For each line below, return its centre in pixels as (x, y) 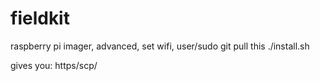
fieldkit (40, 18)
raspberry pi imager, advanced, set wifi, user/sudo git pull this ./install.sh (160, 46)
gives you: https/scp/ (54, 65)
